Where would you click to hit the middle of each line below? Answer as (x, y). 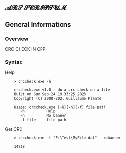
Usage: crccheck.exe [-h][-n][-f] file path (60, 107)
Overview (17, 39)
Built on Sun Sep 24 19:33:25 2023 (50, 94)
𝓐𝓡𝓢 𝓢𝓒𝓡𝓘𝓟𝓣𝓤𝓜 (36, 8)
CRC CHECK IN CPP (25, 49)
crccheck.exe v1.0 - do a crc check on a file (62, 90)
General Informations (38, 25)
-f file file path (43, 120)
